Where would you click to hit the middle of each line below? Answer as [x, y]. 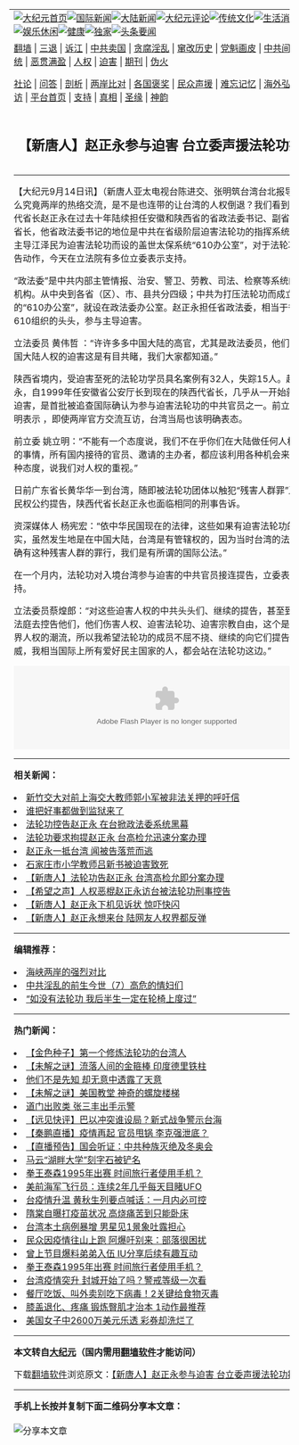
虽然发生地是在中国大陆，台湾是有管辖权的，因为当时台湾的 [157, 539]
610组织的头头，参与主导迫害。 [81, 320]
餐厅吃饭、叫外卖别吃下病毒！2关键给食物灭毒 [123, 1293]
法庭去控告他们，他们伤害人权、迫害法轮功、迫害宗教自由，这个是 [152, 623]
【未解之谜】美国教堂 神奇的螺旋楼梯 [103, 1093]
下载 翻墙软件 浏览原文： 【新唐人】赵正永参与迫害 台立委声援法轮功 [151, 1375]
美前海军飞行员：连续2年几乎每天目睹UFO [114, 1186]
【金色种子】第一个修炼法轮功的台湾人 [106, 1053]
